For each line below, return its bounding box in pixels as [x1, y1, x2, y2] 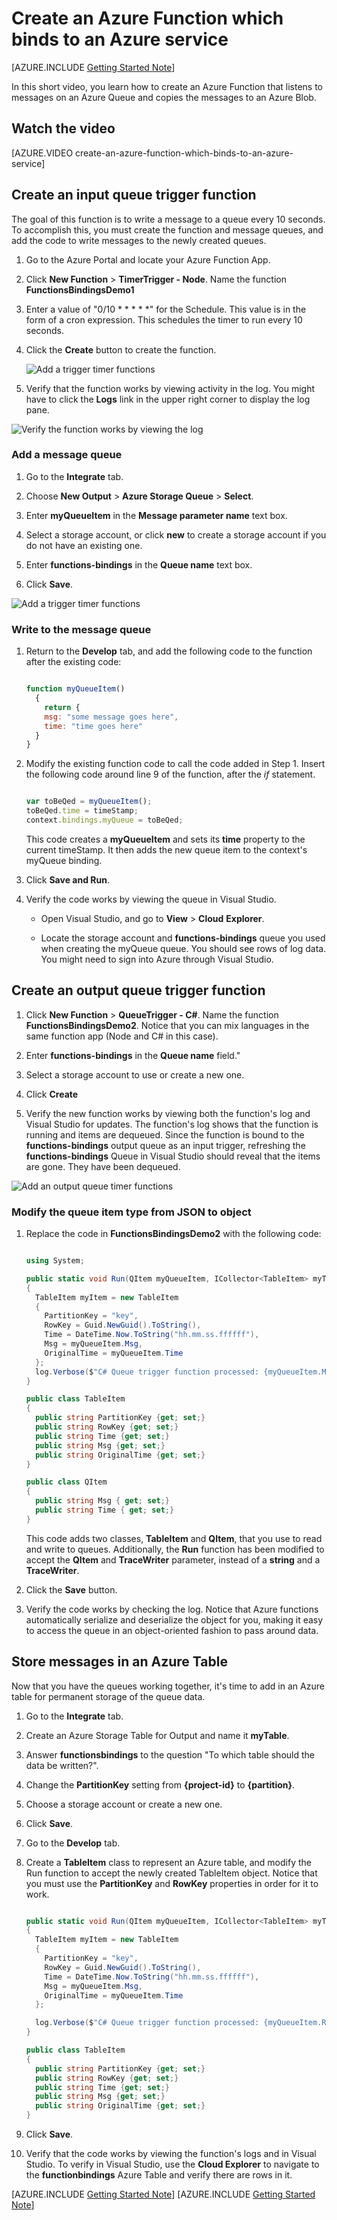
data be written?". [25, 1759, 99, 1771]
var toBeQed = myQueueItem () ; [25, 797, 153, 807]
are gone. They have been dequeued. [25, 1160, 181, 1172]
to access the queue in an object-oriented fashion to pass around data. [25, 1624, 319, 1636]
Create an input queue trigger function [11, 187, 257, 204]
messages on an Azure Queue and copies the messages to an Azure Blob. [11, 91, 317, 103]
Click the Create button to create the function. [25, 343, 217, 356]
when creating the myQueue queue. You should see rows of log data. [40, 942, 327, 954]
